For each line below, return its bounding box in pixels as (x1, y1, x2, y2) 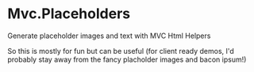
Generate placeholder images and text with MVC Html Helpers (7, 31, 211, 40)
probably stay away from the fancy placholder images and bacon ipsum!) (7, 55, 247, 64)
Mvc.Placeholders (7, 5, 131, 23)
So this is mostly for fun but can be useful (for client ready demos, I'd (7, 46, 235, 55)
